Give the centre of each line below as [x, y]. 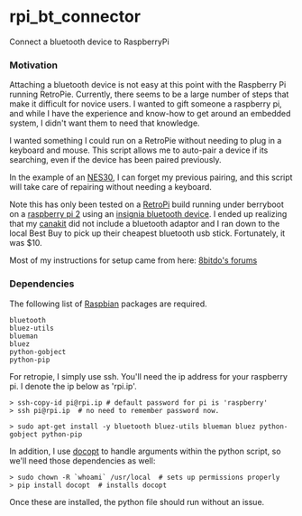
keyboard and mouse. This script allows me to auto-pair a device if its [139, 150]
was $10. [26, 243]
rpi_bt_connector [75, 17]
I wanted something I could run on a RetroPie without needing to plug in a [146, 141]
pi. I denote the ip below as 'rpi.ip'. [73, 386]
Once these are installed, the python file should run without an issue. [137, 502]
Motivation [34, 65]
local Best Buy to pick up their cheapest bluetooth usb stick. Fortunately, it [147, 233]
